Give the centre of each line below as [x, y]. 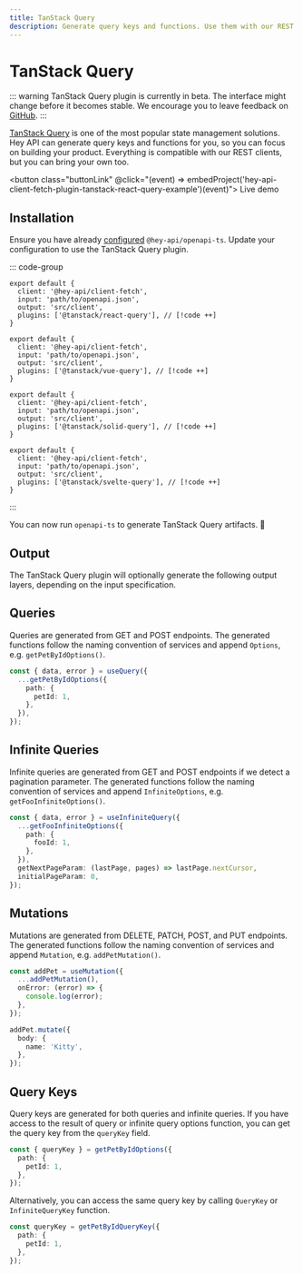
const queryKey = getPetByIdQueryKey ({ [85, 1227]
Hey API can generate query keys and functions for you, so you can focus [147, 143]
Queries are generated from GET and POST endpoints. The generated [140, 635]
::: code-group [36, 267]
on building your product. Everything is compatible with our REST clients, [146, 153]
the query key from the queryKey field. [80, 1132]
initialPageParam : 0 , [59, 876]
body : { [32, 1038]
